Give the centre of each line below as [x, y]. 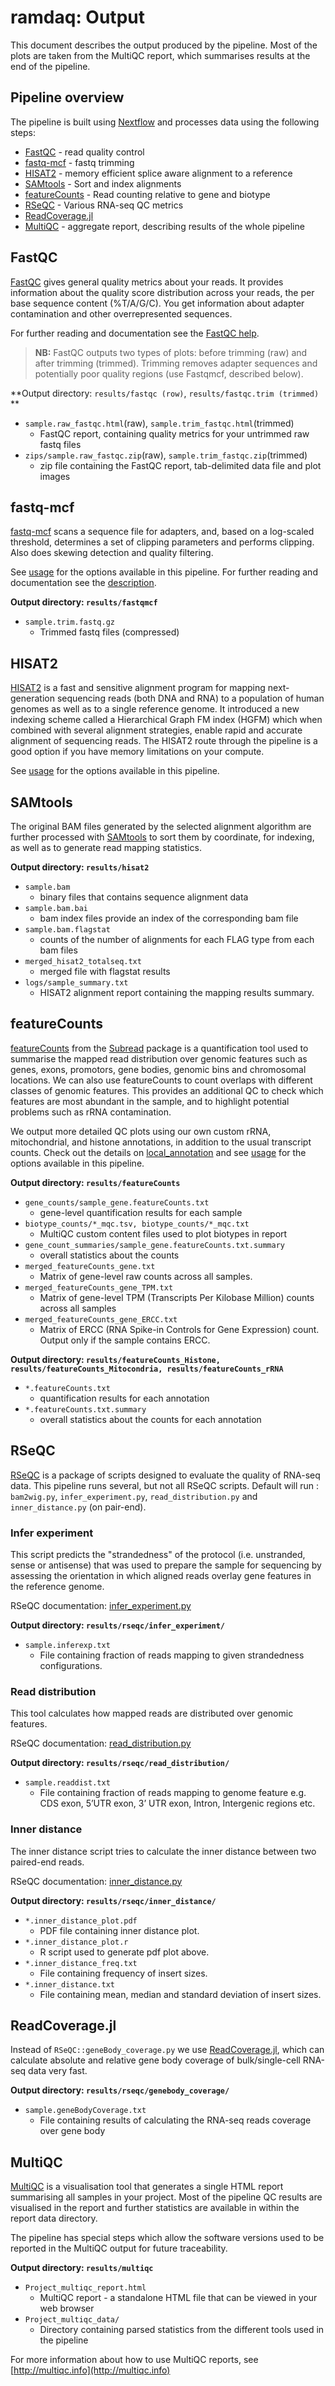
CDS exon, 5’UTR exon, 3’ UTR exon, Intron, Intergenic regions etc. [177, 1803]
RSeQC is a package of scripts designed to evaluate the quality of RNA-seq [165, 1475]
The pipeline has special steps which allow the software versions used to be [167, 2238]
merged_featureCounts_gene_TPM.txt [99, 1287]
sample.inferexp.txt [67, 1645]
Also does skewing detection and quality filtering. [112, 553]
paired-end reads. [47, 1862]
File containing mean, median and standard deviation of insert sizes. [180, 1994]
